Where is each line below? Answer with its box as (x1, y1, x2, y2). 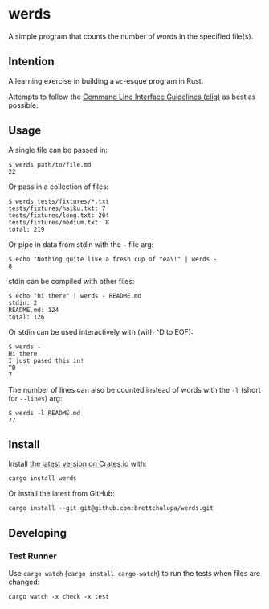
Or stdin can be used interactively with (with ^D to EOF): (8, 327, 194, 336)
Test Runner (8, 550, 58, 562)
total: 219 (8, 225, 45, 233)
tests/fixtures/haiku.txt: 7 (8, 204, 106, 212)
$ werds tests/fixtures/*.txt (8, 197, 110, 205)
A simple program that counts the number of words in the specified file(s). (8, 31, 254, 41)
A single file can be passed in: (8, 145, 108, 154)
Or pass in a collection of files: (8, 182, 109, 191)
